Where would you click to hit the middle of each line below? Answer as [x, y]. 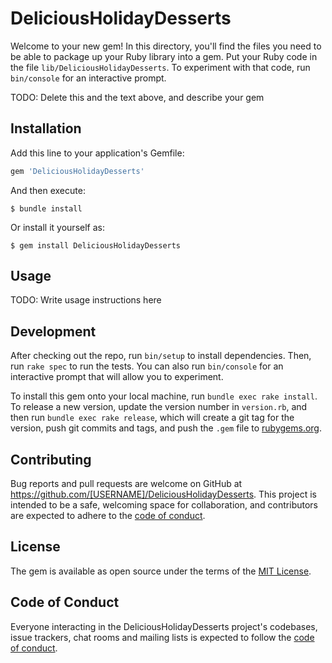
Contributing [51, 459]
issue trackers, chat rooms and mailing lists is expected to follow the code [162, 637]
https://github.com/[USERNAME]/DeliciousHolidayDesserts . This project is [163, 494]
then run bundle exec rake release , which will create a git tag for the [152, 418]
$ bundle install [46, 208]
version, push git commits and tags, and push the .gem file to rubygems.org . [166, 428]
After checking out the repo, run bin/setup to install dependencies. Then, [161, 356]
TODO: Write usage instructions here [86, 300]
